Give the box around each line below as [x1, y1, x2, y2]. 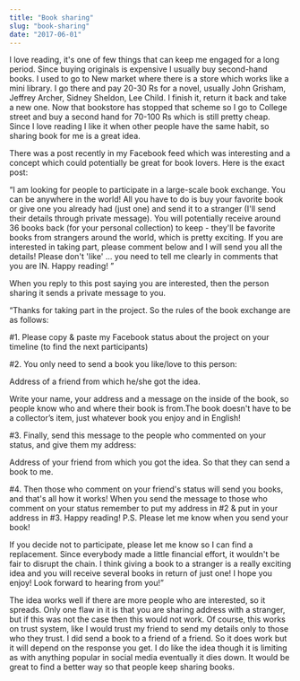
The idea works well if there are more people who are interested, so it [9, 595, 266, 606]
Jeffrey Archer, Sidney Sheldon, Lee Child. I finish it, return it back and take [9, 92, 287, 103]
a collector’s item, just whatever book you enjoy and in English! [9, 413, 241, 423]
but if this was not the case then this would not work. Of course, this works [9, 614, 287, 624]
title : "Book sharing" [9, 13, 94, 22]
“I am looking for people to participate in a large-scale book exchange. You [9, 185, 286, 196]
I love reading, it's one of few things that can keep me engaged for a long [9, 55, 280, 65]
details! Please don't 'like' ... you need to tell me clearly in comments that [9, 251, 279, 262]
